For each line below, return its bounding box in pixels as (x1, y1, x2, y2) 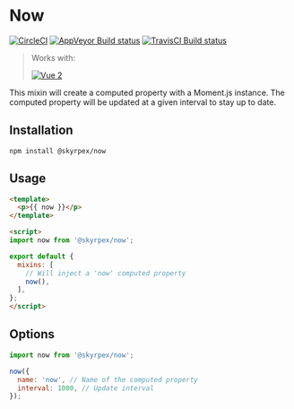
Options (9, 326, 56, 342)
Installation (9, 123, 73, 138)
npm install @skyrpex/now (9, 146, 106, 155)
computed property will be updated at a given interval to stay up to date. (9, 96, 276, 108)
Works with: (30, 52, 76, 63)
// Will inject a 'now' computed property (25, 268, 186, 278)
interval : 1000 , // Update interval (17, 383, 154, 393)
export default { (9, 252, 74, 261)
